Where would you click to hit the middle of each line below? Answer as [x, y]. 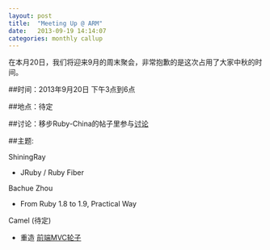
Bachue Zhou [31, 188]
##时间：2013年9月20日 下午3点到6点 [72, 90]
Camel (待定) [30, 221]
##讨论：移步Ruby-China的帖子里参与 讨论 [79, 124]
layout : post [30, 16]
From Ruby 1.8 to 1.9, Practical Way [78, 204]
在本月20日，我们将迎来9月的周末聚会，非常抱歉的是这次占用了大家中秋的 [132, 62]
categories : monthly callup [56, 38]
